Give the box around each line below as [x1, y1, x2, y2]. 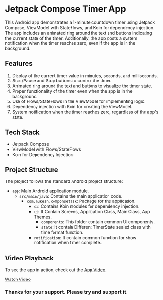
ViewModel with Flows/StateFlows [12, 146, 81, 152]
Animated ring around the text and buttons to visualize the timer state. [12, 83, 152, 89]
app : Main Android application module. [12, 188, 89, 194]
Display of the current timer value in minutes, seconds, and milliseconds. [12, 72, 158, 79]
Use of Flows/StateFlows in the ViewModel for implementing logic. [12, 99, 146, 104]
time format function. [41, 229, 84, 235]
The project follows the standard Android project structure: [5, 179, 123, 184]
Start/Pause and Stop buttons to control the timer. [12, 78, 112, 83]
